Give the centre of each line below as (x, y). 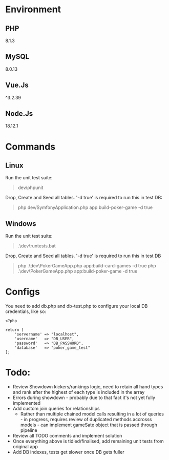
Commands (30, 147)
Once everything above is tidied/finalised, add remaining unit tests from (88, 441)
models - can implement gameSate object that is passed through (89, 425)
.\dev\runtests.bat (37, 246)
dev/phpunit (30, 187)
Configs (23, 292)
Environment (33, 9)
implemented (27, 403)
